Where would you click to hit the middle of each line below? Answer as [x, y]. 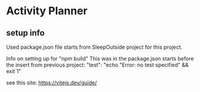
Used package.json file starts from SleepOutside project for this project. [94, 47]
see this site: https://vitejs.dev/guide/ [51, 83]
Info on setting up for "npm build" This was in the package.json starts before [100, 58]
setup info [25, 33]
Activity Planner [47, 11]
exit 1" [14, 71]
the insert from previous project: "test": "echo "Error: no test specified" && [98, 65]
